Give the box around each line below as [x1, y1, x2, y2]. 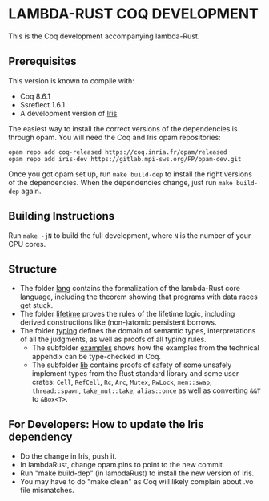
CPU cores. [8, 239, 46, 248]
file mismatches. [19, 486, 74, 495]
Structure [8, 262, 58, 276]
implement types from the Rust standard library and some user [31, 369, 239, 378]
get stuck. [19, 301, 54, 310]
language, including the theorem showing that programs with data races [19, 292, 258, 301]
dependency [8, 430, 74, 443]
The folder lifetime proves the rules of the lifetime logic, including [19, 309, 235, 319]
